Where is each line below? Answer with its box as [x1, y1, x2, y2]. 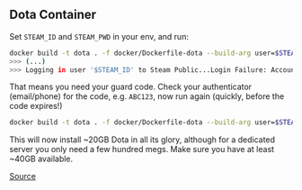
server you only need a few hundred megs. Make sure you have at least [9, 144, 275, 155]
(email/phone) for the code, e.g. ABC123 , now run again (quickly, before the [9, 91, 285, 102]
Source [9, 171, 36, 182]
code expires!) [9, 101, 63, 112]
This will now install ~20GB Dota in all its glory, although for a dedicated [9, 134, 276, 145]
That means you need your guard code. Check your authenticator [9, 81, 253, 93]
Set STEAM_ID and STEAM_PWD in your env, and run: [9, 31, 189, 41]
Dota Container [9, 7, 97, 23]
